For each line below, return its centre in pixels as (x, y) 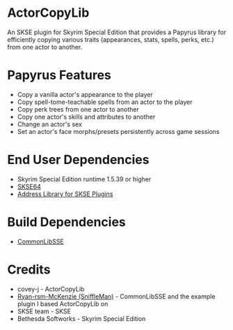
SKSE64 (29, 186)
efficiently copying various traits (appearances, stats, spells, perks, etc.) (111, 39)
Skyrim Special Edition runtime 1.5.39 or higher (84, 179)
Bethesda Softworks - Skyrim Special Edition (81, 318)
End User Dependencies (78, 160)
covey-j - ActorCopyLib (51, 289)
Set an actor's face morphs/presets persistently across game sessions (118, 131)
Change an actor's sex (49, 124)
